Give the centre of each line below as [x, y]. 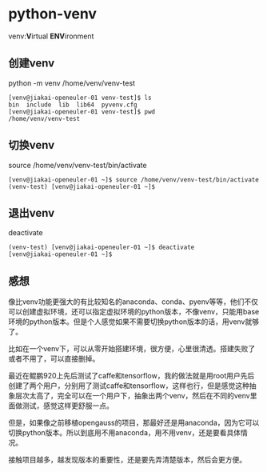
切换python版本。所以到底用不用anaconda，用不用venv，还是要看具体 [125, 433]
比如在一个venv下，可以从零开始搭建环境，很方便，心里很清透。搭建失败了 [132, 349]
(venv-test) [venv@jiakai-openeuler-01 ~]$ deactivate [102, 248]
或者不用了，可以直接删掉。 [54, 359]
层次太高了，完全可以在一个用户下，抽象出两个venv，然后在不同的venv [132, 396]
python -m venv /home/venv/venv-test [72, 83]
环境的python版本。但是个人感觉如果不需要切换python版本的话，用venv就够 [134, 322]
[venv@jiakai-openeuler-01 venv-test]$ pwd [82, 112]
